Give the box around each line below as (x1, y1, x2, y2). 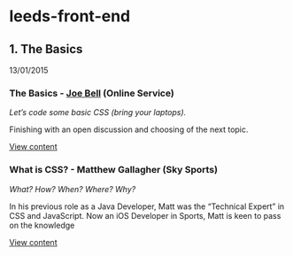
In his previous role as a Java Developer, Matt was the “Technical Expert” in (9, 201, 285, 212)
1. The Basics (9, 42, 83, 57)
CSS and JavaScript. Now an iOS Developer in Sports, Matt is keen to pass (9, 210, 281, 221)
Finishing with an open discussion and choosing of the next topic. (9, 124, 249, 135)
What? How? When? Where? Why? (9, 183, 136, 194)
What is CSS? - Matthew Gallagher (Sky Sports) (9, 164, 219, 176)
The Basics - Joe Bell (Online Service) (9, 87, 174, 99)
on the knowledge (9, 220, 75, 230)
